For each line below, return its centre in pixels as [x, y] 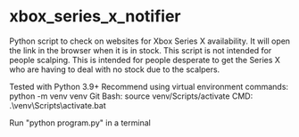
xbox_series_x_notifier [95, 16]
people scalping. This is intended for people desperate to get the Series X [145, 60]
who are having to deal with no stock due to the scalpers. [115, 69]
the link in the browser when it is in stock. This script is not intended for [141, 50]
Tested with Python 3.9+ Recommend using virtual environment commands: [149, 86]
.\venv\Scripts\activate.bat [58, 105]
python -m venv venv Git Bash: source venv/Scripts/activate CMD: [131, 96]
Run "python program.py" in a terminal [80, 123]
